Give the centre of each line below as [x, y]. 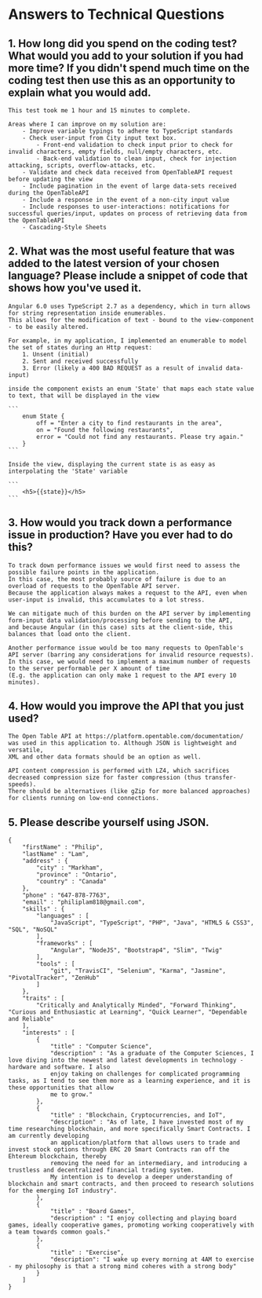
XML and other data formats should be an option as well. [105, 757]
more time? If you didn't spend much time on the [129, 68]
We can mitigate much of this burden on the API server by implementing [129, 613]
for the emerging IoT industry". [63, 1191]
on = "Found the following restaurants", [105, 430]
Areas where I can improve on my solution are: [87, 124]
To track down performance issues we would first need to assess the [124, 565]
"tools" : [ [56, 964]
